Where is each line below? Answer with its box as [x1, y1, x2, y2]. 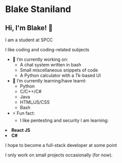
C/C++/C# [19, 89, 41, 94]
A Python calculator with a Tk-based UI [19, 72, 101, 78]
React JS [11, 127, 30, 133]
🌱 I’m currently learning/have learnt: [12, 78, 86, 84]
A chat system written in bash [19, 62, 81, 67]
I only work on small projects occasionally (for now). [5, 152, 113, 158]
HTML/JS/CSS [19, 99, 50, 105]
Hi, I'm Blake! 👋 [5, 24, 53, 32]
